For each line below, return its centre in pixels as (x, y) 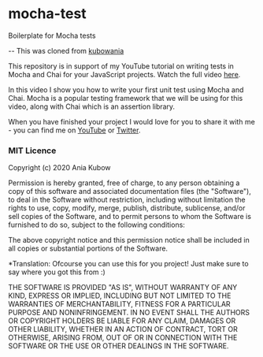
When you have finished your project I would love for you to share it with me (132, 121)
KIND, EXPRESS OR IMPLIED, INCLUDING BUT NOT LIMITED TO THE (120, 296)
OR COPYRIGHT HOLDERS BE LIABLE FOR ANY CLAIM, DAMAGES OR (122, 321)
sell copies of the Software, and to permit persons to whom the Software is (130, 217)
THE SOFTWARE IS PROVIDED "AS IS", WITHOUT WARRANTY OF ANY (123, 288)
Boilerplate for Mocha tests (52, 35)
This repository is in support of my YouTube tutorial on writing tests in (121, 66)
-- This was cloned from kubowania (66, 50)
